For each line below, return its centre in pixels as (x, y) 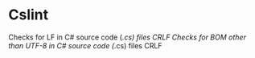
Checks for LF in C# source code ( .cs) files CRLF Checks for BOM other (127, 37)
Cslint (29, 15)
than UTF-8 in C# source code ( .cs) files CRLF (85, 45)
